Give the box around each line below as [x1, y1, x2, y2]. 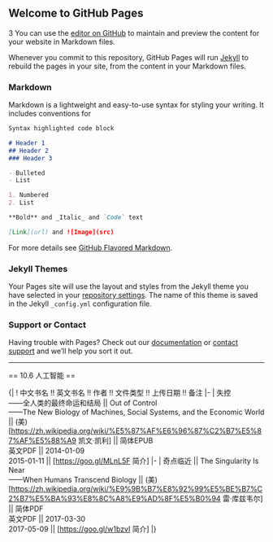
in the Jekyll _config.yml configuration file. [8, 299, 152, 308]
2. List [8, 199, 35, 207]
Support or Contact [8, 319, 87, 330]
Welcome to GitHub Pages [8, 7, 144, 20]
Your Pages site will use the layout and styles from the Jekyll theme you [8, 282, 249, 291]
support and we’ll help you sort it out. [8, 346, 133, 356]
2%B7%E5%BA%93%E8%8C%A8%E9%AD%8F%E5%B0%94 [8, 494, 221, 504]
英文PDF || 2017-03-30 [8, 514, 86, 524]
